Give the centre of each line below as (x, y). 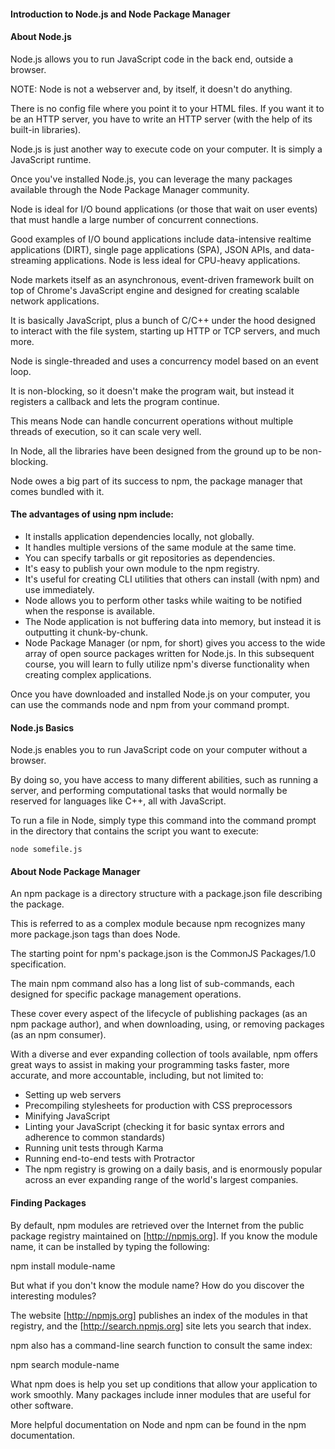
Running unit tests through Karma (94, 1148)
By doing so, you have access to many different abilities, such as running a (164, 780)
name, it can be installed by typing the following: (110, 1246)
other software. (42, 1405)
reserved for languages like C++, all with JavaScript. (118, 801)
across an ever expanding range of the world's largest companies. (161, 1180)
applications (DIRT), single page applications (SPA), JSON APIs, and (150, 249)
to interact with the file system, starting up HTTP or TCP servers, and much (165, 331)
